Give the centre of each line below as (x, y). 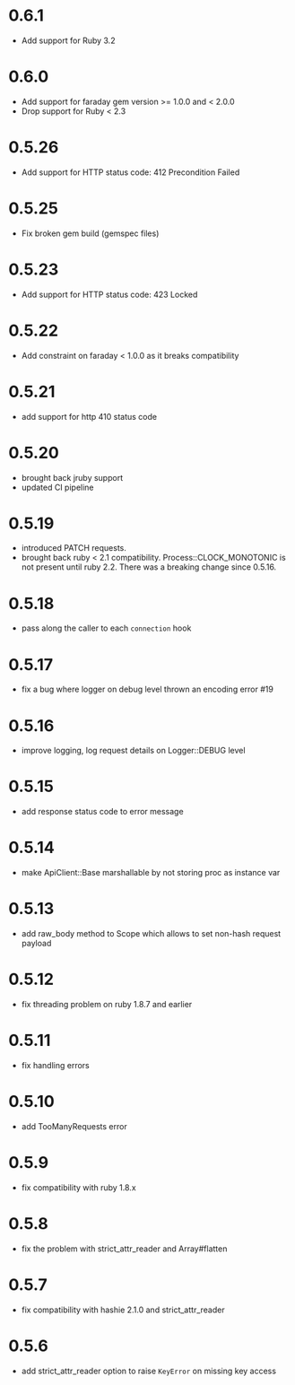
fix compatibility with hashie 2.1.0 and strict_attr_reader (123, 1310)
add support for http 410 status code (89, 416)
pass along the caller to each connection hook (106, 628)
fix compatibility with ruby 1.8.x (78, 1187)
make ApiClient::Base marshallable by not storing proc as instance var (151, 873)
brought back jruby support (72, 477)
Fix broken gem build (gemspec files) (90, 233)
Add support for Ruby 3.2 (68, 40)
